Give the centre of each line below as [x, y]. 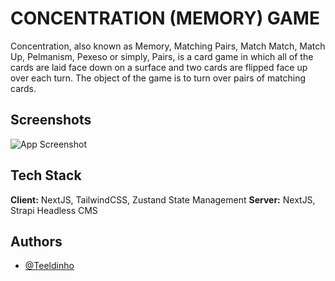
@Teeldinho [49, 266]
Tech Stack [46, 175]
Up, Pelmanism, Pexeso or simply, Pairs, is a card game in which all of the [162, 56]
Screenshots [51, 120]
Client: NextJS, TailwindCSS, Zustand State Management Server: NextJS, [163, 199]
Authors [36, 241]
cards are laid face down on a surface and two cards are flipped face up [159, 67]
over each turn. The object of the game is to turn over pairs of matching [158, 78]
